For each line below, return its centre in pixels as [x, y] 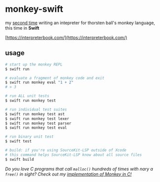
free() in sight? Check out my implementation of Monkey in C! [68, 174]
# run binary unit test [30, 137]
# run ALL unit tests [27, 96]
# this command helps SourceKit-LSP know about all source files [73, 155]
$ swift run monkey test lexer [37, 119]
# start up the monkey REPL [34, 64]
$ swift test [18, 142]
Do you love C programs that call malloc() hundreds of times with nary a [79, 169]
